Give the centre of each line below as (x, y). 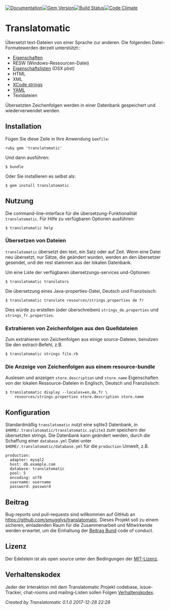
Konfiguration (28, 412)
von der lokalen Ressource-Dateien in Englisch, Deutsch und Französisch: (82, 383)
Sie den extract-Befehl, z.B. (34, 345)
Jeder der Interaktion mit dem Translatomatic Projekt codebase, (72, 587)
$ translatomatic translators (37, 282)
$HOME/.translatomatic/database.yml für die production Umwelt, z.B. (77, 446)
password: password (30, 487)
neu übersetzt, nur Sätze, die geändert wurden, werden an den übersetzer (83, 257)
